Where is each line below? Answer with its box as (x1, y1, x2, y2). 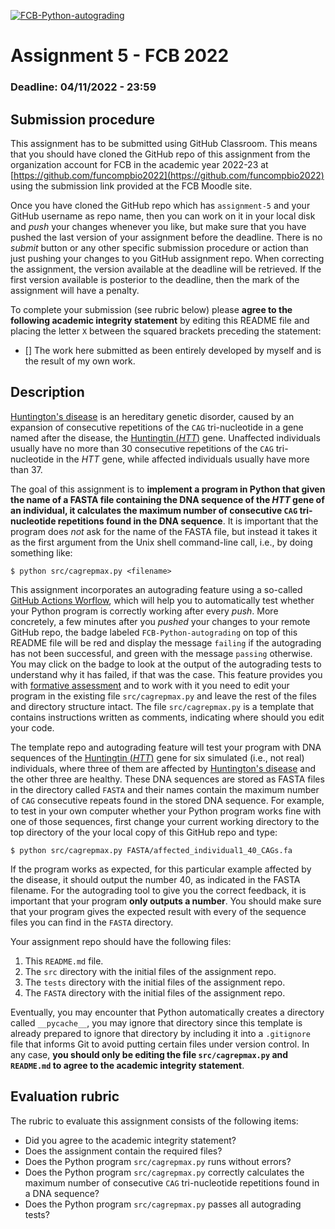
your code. (10, 721, 55, 734)
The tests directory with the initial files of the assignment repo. (24, 976, 286, 988)
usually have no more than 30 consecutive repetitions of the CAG (10, 442, 274, 454)
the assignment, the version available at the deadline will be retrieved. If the (10, 263, 322, 275)
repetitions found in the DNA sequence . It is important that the (57, 515, 319, 527)
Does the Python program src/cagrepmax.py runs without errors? (24, 1155, 292, 1167)
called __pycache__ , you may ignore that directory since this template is (10, 1016, 303, 1029)
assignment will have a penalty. (10, 284, 140, 296)
